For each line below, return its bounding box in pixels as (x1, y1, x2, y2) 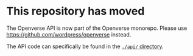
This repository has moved (6, 4, 145, 18)
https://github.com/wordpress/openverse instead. (6, 30, 132, 38)
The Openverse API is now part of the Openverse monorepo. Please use (6, 24, 188, 32)
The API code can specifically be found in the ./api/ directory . (6, 43, 164, 50)
